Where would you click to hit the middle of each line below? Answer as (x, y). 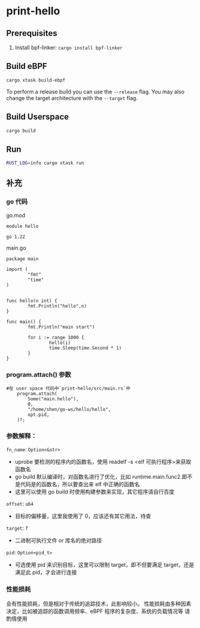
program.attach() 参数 (39, 375)
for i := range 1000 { (56, 337)
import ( (17, 269)
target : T (17, 528)
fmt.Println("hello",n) (57, 306)
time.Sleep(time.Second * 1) (85, 348)
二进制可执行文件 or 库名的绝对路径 (58, 541)
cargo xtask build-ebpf (36, 80)
